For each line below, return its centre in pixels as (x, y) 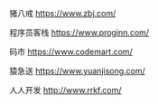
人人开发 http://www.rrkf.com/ (65, 90)
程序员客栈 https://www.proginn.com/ (79, 33)
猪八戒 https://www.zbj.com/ (63, 13)
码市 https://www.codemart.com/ (71, 52)
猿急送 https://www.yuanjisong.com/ (78, 71)
